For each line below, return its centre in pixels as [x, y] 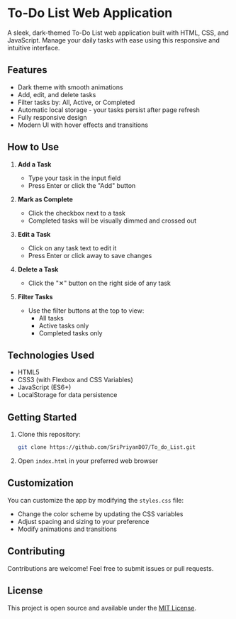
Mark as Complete [45, 199]
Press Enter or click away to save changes [90, 255]
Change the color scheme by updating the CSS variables [100, 514]
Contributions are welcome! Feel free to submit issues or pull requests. [111, 568]
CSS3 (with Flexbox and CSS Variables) [75, 380]
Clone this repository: [49, 435]
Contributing [36, 551]
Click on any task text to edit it [72, 248]
